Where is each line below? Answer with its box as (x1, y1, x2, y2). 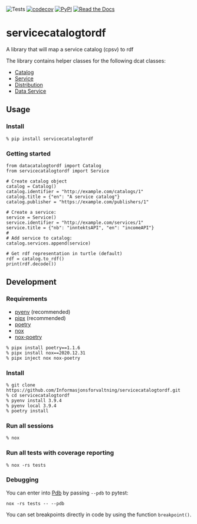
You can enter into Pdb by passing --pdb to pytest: (6, 489, 129, 496)
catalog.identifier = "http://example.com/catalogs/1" (6, 188, 144, 194)
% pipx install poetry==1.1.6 (6, 344, 81, 351)
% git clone (6, 382, 35, 388)
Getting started (6, 149, 51, 158)
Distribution (14, 81, 43, 88)
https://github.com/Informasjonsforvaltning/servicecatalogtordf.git (6, 387, 181, 393)
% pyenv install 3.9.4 (6, 398, 62, 403)
